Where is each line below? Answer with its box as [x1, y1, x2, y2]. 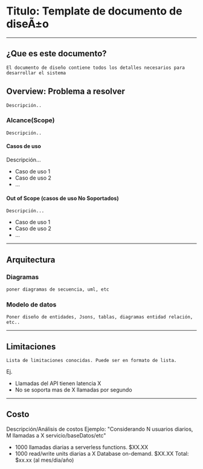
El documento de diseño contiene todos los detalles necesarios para [6, 65, 185, 71]
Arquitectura [6, 254, 56, 265]
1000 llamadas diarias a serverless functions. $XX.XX [14, 443, 149, 451]
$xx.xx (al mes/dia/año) [14, 456, 74, 464]
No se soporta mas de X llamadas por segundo [14, 386, 132, 393]
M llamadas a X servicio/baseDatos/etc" [6, 432, 106, 439]
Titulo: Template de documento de [6, 4, 182, 18]
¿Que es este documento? [6, 48, 107, 59]
